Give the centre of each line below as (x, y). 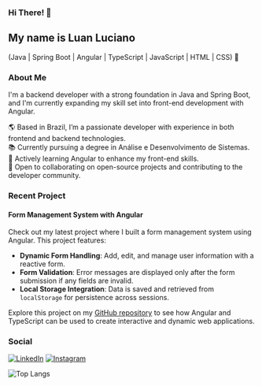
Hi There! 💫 (30, 13)
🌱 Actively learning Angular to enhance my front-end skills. (103, 159)
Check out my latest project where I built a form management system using (130, 232)
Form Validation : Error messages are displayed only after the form (127, 273)
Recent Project (37, 195)
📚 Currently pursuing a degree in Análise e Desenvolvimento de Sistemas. (129, 147)
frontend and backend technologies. (67, 139)
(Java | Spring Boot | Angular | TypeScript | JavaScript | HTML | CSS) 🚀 (124, 57)
